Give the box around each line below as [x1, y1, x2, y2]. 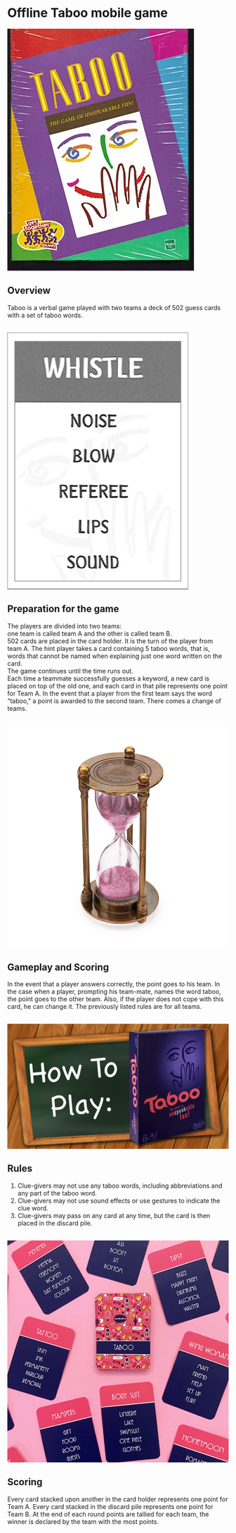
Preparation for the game [7, 603, 119, 615]
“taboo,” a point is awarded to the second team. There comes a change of [7, 696, 222, 705]
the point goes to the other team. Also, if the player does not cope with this [7, 995, 224, 1003]
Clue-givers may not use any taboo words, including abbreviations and [17, 1181, 223, 1190]
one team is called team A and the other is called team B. [7, 629, 172, 638]
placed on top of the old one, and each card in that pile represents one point [7, 681, 228, 690]
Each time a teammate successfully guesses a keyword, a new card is [7, 674, 209, 683]
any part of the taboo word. [17, 1188, 97, 1197]
